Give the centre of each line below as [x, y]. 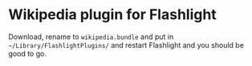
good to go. [27, 53]
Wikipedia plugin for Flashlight [112, 15]
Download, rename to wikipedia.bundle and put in [91, 37]
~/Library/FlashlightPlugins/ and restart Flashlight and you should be [126, 45]
